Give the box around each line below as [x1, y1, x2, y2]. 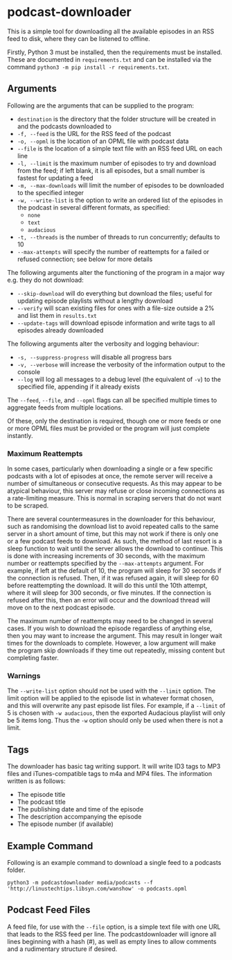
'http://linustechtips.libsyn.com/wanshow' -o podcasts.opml [7, 885, 188, 892]
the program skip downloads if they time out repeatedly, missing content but [7, 646, 225, 655]
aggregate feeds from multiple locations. [7, 403, 123, 412]
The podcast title [17, 798, 66, 806]
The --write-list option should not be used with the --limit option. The [7, 687, 216, 695]
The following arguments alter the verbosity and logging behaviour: [7, 339, 199, 348]
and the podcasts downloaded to [17, 122, 112, 130]
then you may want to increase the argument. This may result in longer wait [7, 632, 223, 640]
